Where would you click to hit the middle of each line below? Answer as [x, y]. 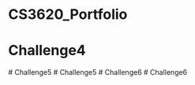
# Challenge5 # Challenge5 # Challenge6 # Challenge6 [98, 72]
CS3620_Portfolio [68, 15]
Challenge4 [47, 51]
